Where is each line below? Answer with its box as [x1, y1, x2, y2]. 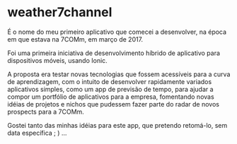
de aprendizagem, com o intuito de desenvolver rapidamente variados [7, 77, 212, 85]
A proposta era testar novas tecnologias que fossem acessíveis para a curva [7, 70, 231, 78]
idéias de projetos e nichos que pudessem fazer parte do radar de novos [7, 100, 219, 108]
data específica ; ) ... [7, 128, 67, 137]
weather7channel [7, 4, 112, 20]
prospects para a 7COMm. [7, 107, 85, 116]
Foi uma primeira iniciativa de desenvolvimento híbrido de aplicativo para [7, 49, 221, 57]
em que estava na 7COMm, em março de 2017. [7, 35, 144, 43]
